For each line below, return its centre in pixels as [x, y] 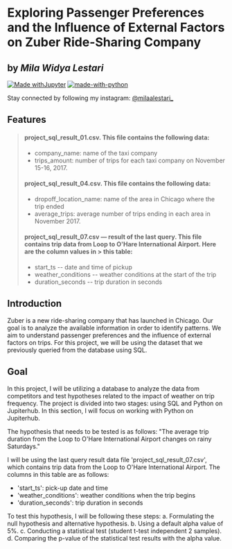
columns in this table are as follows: [58, 474]
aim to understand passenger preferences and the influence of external [109, 335]
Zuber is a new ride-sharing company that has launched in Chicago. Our [110, 320]
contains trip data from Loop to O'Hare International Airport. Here [120, 244]
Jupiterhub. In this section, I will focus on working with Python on [100, 410]
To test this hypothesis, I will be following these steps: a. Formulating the [111, 516]
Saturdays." [24, 446]
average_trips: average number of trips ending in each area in [123, 214]
